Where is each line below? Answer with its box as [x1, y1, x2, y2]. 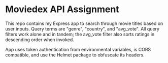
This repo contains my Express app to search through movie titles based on [5, 20, 163, 26]
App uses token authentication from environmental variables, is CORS [5, 46, 151, 52]
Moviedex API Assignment [5, 4, 119, 15]
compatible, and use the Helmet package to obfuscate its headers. [5, 52, 145, 58]
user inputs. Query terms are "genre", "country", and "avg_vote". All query [5, 25, 160, 31]
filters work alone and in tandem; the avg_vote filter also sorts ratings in [5, 31, 155, 37]
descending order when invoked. [5, 37, 75, 43]
